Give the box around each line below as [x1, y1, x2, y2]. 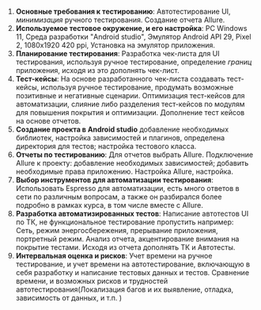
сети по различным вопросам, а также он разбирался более [15, 192, 222, 201]
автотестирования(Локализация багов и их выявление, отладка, [15, 285, 234, 294]
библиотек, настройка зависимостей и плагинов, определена [15, 133, 225, 142]
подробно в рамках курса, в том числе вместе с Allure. [15, 201, 203, 209]
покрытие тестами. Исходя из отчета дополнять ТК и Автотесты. [15, 243, 236, 252]
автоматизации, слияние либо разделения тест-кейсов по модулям [15, 99, 245, 109]
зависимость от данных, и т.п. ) [15, 293, 123, 302]
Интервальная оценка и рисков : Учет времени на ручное [15, 251, 213, 260]
